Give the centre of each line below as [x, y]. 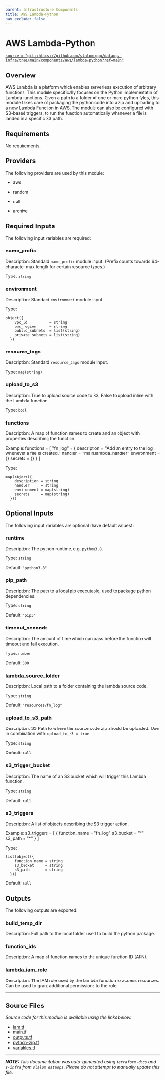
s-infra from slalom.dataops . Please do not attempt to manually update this [82, 1067]
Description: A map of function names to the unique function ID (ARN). [77, 957]
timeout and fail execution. [32, 644]
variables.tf [24, 1048]
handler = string [36, 486]
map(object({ [19, 477]
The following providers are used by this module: [55, 173]
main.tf [20, 1032]
